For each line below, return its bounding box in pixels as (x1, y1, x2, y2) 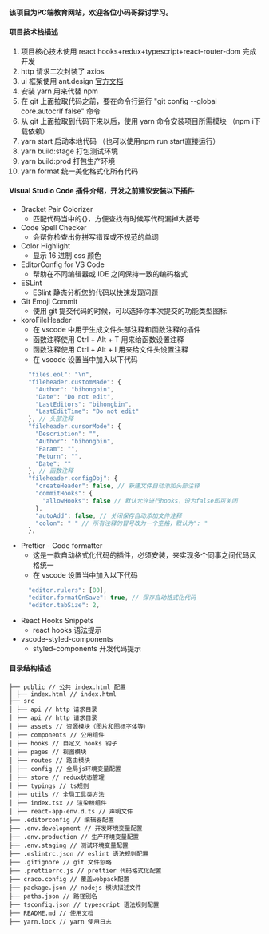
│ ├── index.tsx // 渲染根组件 (9, 799, 107, 807)
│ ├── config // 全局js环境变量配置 (9, 765, 121, 773)
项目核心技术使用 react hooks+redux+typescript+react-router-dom (20, 46, 241, 56)
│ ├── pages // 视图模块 (9, 748, 87, 757)
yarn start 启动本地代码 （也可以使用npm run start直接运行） (20, 136, 220, 145)
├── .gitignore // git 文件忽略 (9, 859, 113, 867)
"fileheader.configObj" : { (28, 475, 118, 483)
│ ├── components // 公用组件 (9, 731, 105, 739)
